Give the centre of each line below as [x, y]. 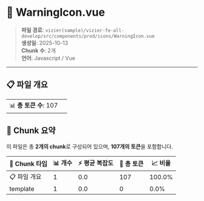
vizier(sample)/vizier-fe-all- [85, 30]
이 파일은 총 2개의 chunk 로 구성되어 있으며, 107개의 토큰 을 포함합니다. [90, 146]
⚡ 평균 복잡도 [96, 163]
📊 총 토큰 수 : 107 [34, 105]
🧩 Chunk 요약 [31, 131]
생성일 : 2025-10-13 [45, 43]
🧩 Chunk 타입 [28, 164]
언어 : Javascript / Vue [48, 58]
